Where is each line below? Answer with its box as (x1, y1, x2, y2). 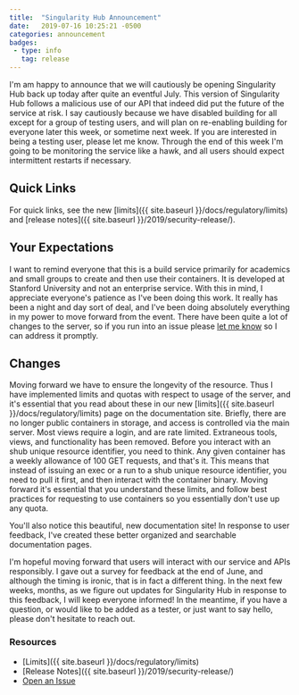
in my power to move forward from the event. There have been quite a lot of (9, 311, 288, 322)
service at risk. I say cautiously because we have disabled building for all (9, 108, 278, 118)
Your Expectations (9, 240, 114, 255)
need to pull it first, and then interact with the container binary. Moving (9, 474, 269, 485)
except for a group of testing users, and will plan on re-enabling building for (9, 117, 287, 128)
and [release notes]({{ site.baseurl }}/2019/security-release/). (9, 214, 236, 224)
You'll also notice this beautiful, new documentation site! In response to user (9, 520, 290, 532)
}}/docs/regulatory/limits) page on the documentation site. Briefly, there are (9, 408, 287, 419)
